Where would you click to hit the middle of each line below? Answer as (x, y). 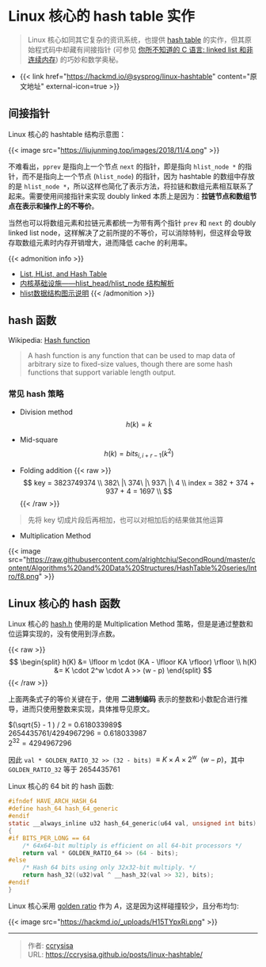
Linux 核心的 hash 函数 (64, 603)
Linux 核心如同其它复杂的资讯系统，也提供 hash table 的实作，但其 (136, 40)
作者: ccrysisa (50, 945)
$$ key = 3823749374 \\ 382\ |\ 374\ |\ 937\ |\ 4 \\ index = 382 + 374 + (139, 483)
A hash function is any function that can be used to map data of (131, 355)
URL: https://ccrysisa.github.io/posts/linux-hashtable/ (115, 954)
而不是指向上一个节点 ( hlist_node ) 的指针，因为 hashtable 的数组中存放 (139, 176)
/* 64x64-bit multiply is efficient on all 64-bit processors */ (133, 845)
